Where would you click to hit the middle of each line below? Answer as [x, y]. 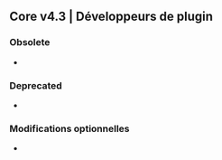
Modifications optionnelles [69, 128]
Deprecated [36, 85]
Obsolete [30, 42]
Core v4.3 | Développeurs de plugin [111, 17]
